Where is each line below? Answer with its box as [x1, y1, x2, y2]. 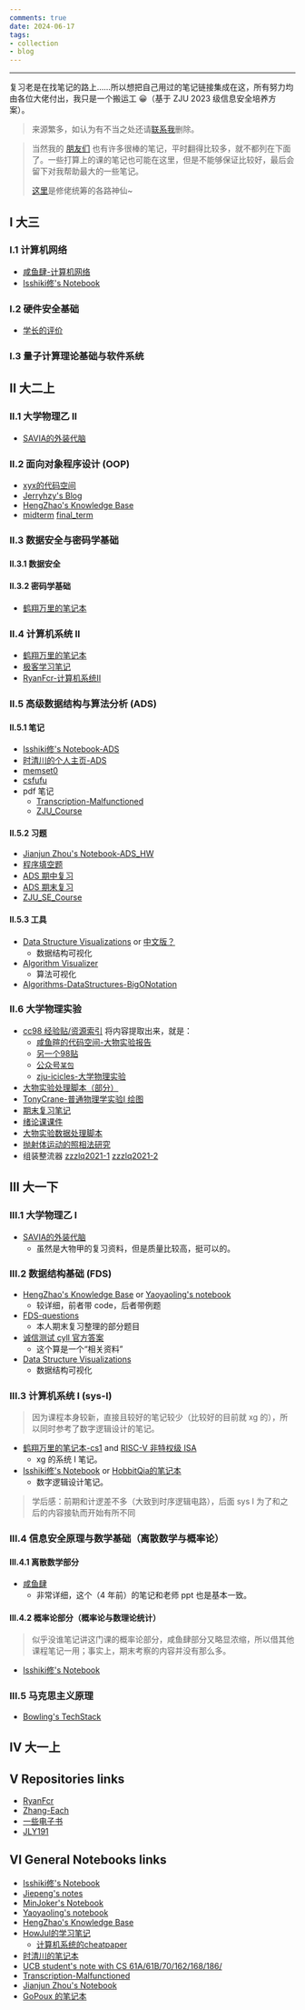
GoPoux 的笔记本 [22, 1990, 87, 2001]
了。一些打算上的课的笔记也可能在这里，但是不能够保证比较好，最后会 [31, 155, 295, 165]
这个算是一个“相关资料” [35, 1343, 123, 1355]
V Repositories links [9, 1771, 125, 1786]
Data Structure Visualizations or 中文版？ [22, 935, 175, 946]
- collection [9, 38, 59, 48]
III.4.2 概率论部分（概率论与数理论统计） [9, 1612, 162, 1623]
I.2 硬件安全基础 [9, 302, 80, 315]
